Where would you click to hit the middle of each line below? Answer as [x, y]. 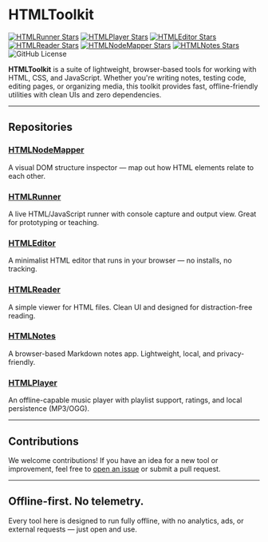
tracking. [23, 269]
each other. [27, 176]
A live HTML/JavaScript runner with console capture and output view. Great [132, 214]
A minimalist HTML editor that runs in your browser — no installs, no [120, 260]
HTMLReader [35, 290]
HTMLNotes [32, 336]
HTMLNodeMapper [46, 150]
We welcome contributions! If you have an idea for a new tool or [113, 460]
